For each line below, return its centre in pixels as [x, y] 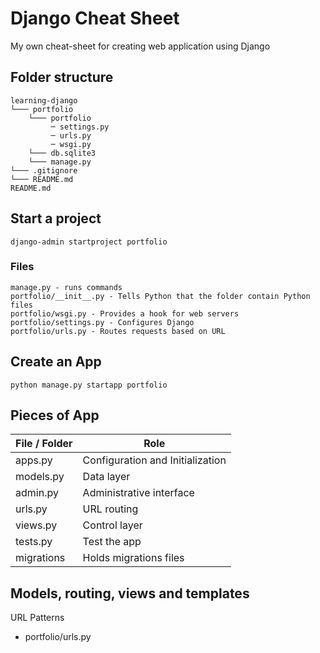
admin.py [37, 493]
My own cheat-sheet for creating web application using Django [140, 46]
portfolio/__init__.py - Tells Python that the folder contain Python [160, 296]
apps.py [34, 460]
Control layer [112, 525]
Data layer [106, 477]
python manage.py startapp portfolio [89, 385]
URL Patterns [37, 618]
